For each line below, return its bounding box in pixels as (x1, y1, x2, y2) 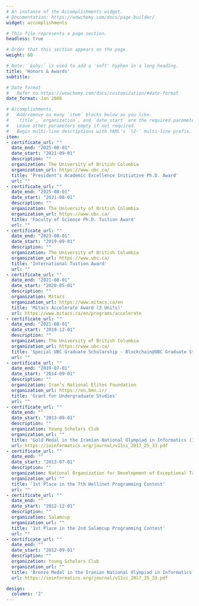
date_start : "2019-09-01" (11, 238, 76, 245)
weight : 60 (6, 52, 33, 58)
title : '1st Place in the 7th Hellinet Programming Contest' (11, 481, 166, 487)
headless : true (6, 36, 44, 42)
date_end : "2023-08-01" (11, 233, 70, 239)
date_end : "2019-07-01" (11, 365, 70, 371)
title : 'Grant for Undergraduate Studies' (11, 393, 118, 399)
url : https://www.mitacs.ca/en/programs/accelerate (11, 310, 142, 316)
